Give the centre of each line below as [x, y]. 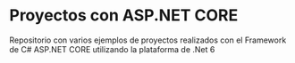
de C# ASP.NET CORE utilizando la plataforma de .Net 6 [112, 49]
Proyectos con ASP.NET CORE [124, 16]
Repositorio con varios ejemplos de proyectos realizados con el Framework [148, 40]
